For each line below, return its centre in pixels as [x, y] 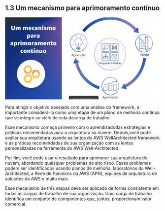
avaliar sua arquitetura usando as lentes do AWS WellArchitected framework [82, 138]
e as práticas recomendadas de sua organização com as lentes [69, 143]
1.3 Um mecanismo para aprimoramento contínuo [82, 8]
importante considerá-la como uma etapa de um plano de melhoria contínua [82, 112]
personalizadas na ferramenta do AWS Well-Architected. [62, 148]
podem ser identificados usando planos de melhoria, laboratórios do [74, 168]
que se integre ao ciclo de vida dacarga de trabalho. [58, 118]
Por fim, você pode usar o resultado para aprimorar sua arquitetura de [76, 158]
